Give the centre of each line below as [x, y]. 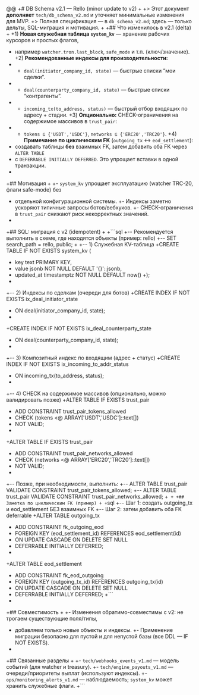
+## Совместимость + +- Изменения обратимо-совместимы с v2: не [95, 612]
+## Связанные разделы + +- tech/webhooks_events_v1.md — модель [93, 660]
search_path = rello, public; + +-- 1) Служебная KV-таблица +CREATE [93, 244]
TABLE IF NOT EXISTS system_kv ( [49, 251]
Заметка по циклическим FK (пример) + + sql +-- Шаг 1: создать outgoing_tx [99, 503]
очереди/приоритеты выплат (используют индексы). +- [77, 673]
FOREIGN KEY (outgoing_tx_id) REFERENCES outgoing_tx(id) [89, 582]
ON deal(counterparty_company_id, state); [67, 340]
